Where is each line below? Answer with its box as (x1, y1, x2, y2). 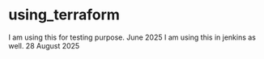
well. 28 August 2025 (8, 40, 80, 50)
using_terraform (8, 6, 120, 24)
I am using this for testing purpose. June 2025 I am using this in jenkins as (8, 32, 257, 42)
